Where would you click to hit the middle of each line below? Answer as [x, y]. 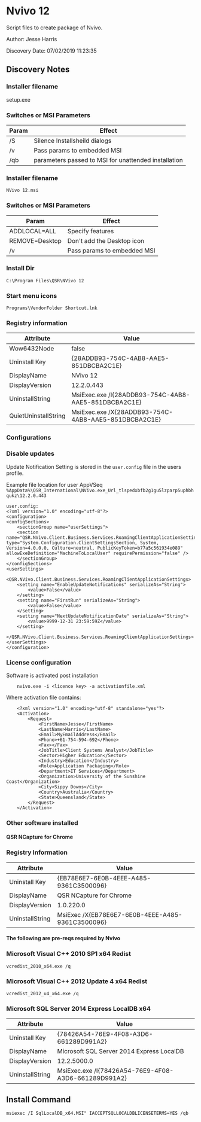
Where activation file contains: [44, 697]
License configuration [39, 662]
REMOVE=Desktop [35, 240]
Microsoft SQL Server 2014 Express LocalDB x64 [79, 1008]
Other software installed [42, 822]
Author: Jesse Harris [32, 39]
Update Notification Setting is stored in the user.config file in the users [94, 467]
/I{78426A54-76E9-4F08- [134, 1071]
